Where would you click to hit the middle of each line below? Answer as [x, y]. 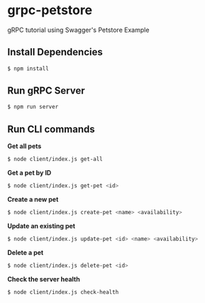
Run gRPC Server [46, 91]
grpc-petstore [50, 10]
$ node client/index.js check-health [63, 292]
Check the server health [44, 279]
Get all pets [24, 146]
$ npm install [28, 68]
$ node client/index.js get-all [55, 159]
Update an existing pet [41, 226]
